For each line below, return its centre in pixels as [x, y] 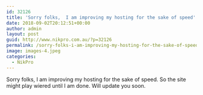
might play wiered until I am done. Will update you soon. [76, 85]
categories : [21, 57]
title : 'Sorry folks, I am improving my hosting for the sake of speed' [101, 17]
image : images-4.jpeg [34, 51]
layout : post [23, 34]
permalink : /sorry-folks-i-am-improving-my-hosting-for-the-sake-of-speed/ [104, 46]
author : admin [24, 29]
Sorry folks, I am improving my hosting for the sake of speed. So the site [96, 79]
